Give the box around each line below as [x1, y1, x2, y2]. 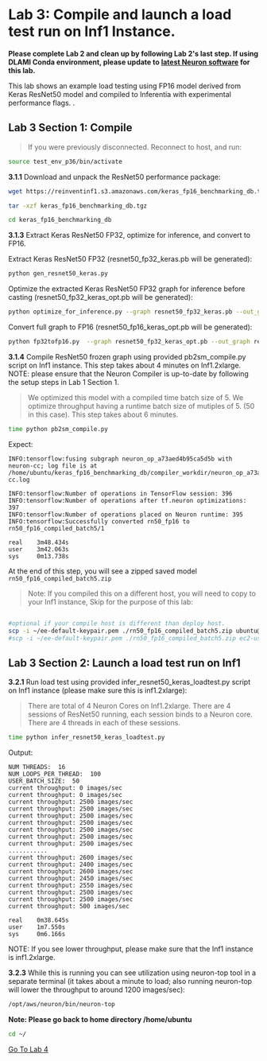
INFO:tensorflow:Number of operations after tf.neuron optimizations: [8, 496, 247, 504]
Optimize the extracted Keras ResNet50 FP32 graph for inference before [8, 284, 246, 293]
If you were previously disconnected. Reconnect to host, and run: [27, 142, 242, 152]
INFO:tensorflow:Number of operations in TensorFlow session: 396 [8, 489, 233, 498]
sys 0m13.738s [8, 552, 69, 560]
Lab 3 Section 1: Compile [8, 121, 133, 134]
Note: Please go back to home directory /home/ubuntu [8, 1014, 192, 1024]
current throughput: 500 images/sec [8, 903, 130, 911]
